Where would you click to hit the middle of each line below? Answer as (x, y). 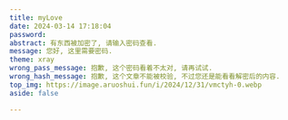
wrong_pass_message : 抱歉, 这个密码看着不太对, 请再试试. (111, 69)
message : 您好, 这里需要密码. (61, 51)
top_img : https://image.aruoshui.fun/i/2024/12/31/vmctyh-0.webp (135, 85)
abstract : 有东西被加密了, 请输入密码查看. (83, 43)
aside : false (34, 93)
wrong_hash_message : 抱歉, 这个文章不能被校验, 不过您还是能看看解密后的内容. (145, 77)
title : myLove (36, 18)
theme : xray (32, 60)
